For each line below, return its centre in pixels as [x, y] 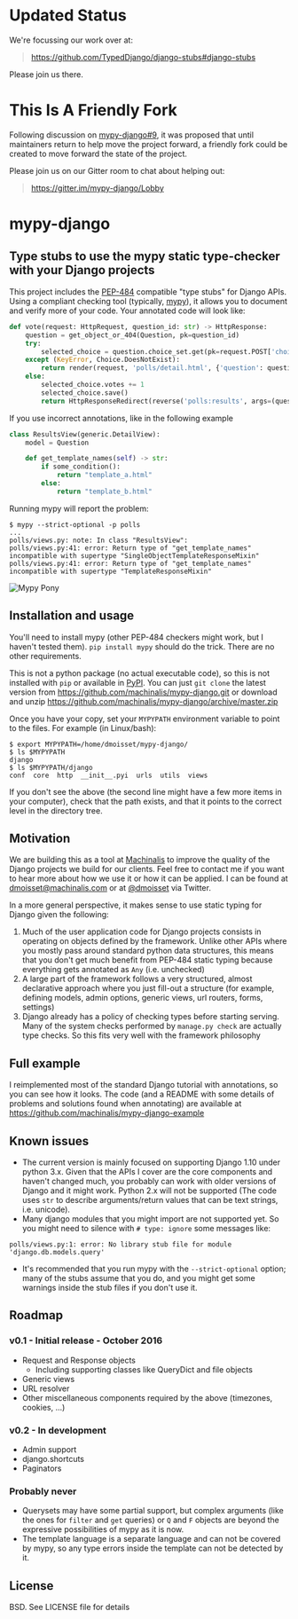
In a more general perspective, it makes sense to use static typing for [136, 905]
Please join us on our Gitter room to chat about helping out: [117, 170]
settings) [38, 1007]
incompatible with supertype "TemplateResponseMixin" [111, 571]
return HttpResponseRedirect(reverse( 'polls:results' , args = [157, 401]
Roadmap [36, 1315]
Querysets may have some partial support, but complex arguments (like [153, 1511]
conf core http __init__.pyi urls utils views [109, 775]
